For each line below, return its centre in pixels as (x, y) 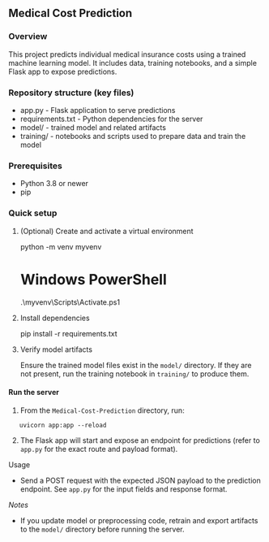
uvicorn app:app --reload (63, 425)
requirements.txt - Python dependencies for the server (111, 119)
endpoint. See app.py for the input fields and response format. (124, 489)
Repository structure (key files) (71, 93)
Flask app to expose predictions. (63, 72)
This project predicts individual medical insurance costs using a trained (127, 54)
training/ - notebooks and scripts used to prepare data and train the (133, 136)
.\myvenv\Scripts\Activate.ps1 (70, 302)
